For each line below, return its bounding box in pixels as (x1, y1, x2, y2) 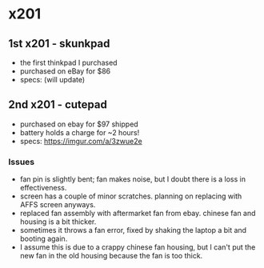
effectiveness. (19, 183, 67, 193)
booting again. (19, 234, 68, 244)
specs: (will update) (19, 75, 86, 84)
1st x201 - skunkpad (8, 37, 110, 50)
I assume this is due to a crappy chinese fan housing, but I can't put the (19, 242, 256, 252)
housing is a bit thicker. (19, 217, 97, 226)
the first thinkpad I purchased (19, 58, 118, 67)
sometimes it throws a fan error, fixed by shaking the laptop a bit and (19, 226, 246, 235)
